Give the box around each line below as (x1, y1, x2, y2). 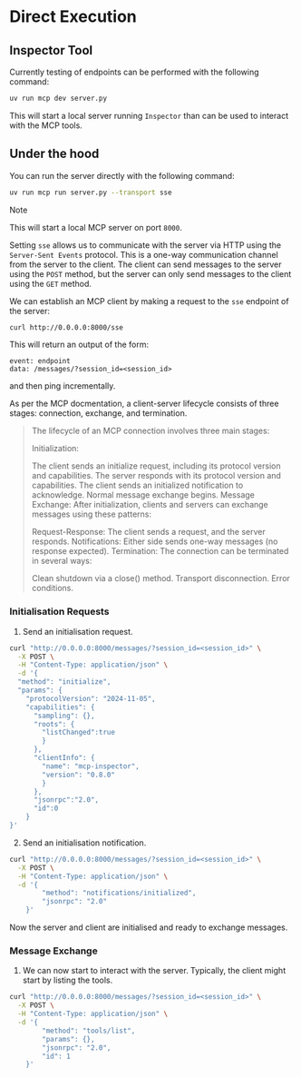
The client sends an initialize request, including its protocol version (31, 460, 281, 471)
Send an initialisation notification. (22, 837, 147, 848)
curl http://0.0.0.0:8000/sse (9, 322, 124, 332)
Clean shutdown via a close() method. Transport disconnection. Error (31, 573, 290, 584)
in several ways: (31, 556, 92, 567)
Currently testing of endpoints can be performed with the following (9, 66, 260, 77)
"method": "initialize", (17, 677, 112, 687)
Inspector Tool (9, 43, 93, 58)
